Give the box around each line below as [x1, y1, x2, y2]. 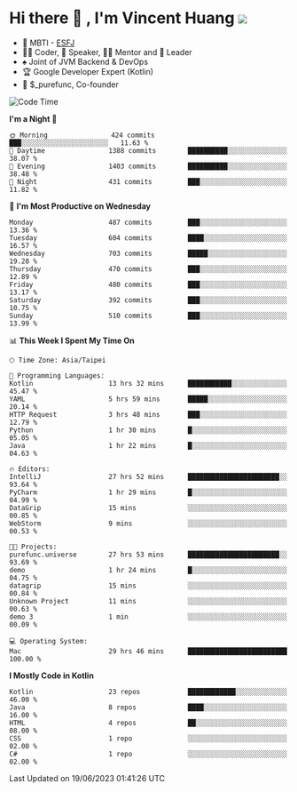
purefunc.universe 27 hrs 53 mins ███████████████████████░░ [9, 550, 288, 559]
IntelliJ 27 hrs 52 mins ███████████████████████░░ [9, 472, 288, 481]
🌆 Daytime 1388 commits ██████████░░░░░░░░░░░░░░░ [9, 146, 288, 155]
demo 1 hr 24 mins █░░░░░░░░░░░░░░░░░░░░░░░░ [9, 565, 288, 574]
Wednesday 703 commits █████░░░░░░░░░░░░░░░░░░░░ [9, 249, 288, 258]
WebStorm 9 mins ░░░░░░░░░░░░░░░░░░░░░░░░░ [9, 519, 288, 528]
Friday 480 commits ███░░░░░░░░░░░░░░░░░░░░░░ [9, 280, 288, 289]
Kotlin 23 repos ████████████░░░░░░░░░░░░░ [9, 687, 288, 696]
